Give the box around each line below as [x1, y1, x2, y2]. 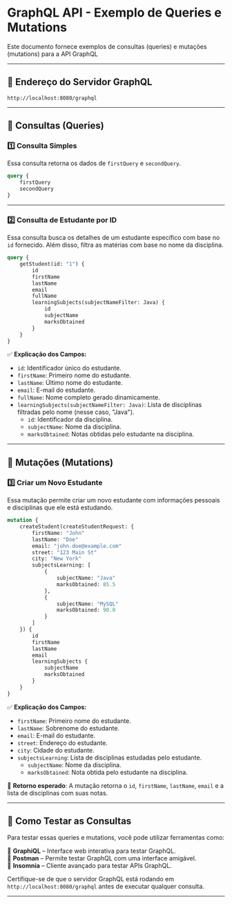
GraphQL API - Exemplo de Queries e [7, 5, 222, 21]
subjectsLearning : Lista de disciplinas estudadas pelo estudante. [17, 753, 202, 762]
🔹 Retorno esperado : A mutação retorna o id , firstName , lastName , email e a [7, 781, 224, 789]
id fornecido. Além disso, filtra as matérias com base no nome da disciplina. [7, 241, 224, 249]
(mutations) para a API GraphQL [7, 50, 99, 58]
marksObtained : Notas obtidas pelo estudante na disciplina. [27, 430, 195, 438]
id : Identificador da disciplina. [27, 415, 113, 424]
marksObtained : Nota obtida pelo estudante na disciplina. [27, 768, 188, 776]
